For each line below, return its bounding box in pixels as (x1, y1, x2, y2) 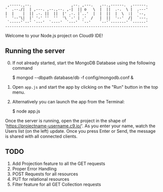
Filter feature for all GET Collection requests (12, 181, 102, 187)
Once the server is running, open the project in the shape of (5, 118, 126, 123)
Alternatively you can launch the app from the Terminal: (12, 98, 125, 104)
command (12, 65, 33, 71)
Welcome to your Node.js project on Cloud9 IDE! (5, 33, 103, 38)
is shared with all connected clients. (5, 133, 78, 139)
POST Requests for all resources (12, 171, 79, 177)
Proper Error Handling (12, 166, 57, 171)
